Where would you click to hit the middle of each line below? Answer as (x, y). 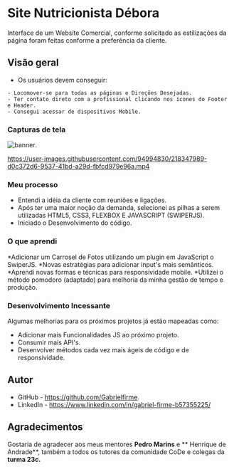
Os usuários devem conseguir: (63, 80)
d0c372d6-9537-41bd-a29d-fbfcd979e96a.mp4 (79, 167)
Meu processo (33, 184)
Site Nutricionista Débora (84, 13)
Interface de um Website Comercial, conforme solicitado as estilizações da (117, 33)
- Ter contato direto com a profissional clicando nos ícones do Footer (117, 99)
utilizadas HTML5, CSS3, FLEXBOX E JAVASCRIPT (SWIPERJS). (111, 216)
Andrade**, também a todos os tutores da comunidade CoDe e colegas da (116, 452)
